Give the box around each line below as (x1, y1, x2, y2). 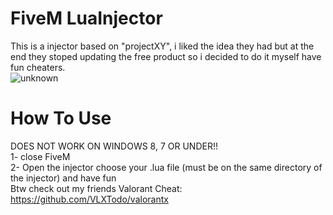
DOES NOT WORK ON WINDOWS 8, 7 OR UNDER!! (10, 140, 219, 152)
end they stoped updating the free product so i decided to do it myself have (10, 50, 322, 62)
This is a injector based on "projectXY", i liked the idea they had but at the (10, 40, 315, 52)
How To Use (10, 107, 112, 130)
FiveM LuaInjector (10, 7, 163, 30)
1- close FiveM (10, 150, 71, 162)
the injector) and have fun (10, 172, 117, 184)
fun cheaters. (10, 61, 66, 73)
